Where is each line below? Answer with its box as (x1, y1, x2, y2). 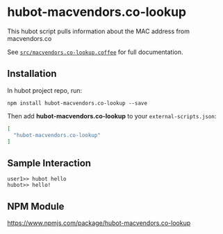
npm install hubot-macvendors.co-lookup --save (7, 100, 148, 107)
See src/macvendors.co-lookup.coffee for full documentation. (7, 48, 183, 56)
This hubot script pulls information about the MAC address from (7, 27, 190, 35)
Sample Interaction (7, 157, 92, 169)
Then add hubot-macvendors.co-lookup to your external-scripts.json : (7, 111, 217, 120)
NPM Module (7, 200, 65, 212)
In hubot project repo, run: (7, 86, 83, 94)
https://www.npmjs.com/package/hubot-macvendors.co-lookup (7, 219, 191, 227)
